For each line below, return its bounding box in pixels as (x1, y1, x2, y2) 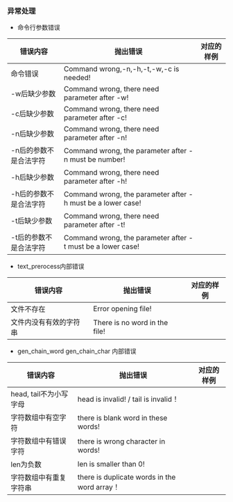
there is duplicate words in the (77, 472, 176, 482)
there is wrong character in (77, 437, 166, 446)
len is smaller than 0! (77, 460, 146, 469)
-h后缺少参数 (10, 173, 54, 182)
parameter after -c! (63, 113, 127, 123)
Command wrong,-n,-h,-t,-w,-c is (63, 64, 180, 74)
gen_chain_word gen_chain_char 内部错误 (17, 347, 137, 356)
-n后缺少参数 (10, 129, 54, 139)
